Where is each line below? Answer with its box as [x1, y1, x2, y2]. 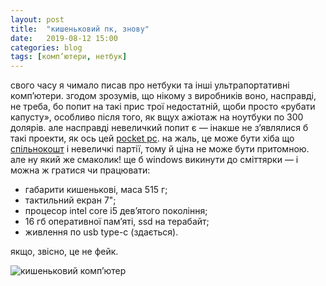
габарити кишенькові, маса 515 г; [24, 184, 168, 196]
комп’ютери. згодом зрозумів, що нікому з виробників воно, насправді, [10, 90, 317, 102]
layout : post [10, 14, 65, 25]
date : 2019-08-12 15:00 [10, 33, 118, 43]
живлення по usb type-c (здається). [24, 226, 179, 238]
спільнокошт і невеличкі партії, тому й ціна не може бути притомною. [10, 143, 310, 155]
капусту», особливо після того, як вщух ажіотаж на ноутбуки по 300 [10, 111, 304, 123]
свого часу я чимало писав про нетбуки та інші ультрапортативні [10, 79, 290, 91]
